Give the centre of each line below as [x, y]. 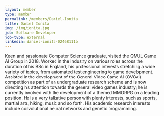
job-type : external [25, 38]
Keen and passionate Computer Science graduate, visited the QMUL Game [81, 56]
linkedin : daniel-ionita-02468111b [41, 42]
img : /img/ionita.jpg [27, 28]
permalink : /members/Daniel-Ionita [41, 19]
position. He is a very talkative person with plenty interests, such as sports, [81, 98]
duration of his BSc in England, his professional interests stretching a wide [80, 66]
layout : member [21, 10]
